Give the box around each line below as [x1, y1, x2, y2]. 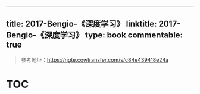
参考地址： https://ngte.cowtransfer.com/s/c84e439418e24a [20, 56, 169, 63]
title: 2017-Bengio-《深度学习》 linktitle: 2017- [6, 19, 181, 29]
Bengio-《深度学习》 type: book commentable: [6, 30, 183, 40]
